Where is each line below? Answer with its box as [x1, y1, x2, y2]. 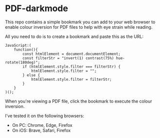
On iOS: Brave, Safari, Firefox [12, 127, 71, 133]
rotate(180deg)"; [5, 60, 40, 65]
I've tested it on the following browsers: [5, 113, 84, 119]
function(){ [14, 47, 38, 52]
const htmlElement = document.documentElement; [22, 52, 121, 56]
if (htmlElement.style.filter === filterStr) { [22, 64, 121, 69]
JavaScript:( [5, 43, 32, 48]
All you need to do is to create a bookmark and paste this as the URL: [5, 34, 143, 39]
